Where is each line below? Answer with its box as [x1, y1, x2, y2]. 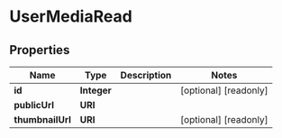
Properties [9, 42, 70, 58]
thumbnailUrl [14, 114, 72, 125]
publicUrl [14, 99, 55, 111]
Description [120, 69, 172, 81]
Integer [79, 84, 113, 97]
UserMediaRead [9, 6, 132, 27]
